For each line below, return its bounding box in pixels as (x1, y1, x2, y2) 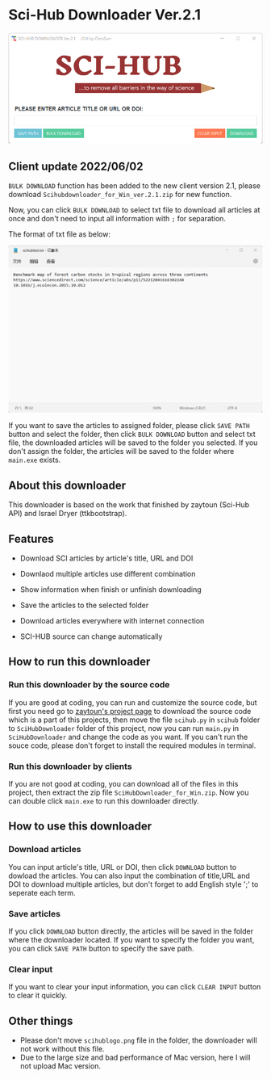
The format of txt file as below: (8, 229, 111, 239)
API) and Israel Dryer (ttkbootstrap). (8, 509, 127, 519)
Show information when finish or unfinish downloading (19, 584, 202, 594)
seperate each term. (8, 888, 76, 897)
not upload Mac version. (19, 1061, 102, 1071)
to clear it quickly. (8, 991, 68, 1001)
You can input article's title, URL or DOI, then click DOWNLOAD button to (8, 862, 237, 871)
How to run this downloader (8, 655, 151, 669)
